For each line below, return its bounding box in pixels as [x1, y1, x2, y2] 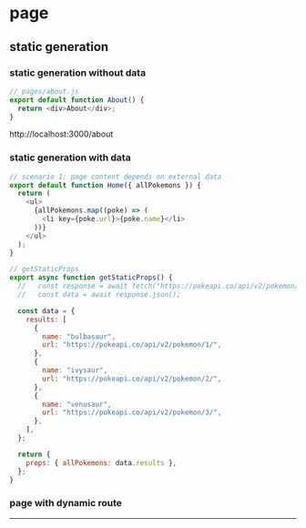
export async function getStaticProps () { [9, 273, 173, 282]
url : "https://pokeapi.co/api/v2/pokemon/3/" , [42, 408, 222, 417]
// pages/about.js [9, 86, 79, 96]
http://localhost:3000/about [9, 128, 114, 139]
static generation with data [9, 151, 131, 164]
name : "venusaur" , [42, 400, 112, 409]
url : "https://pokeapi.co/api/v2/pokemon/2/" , [42, 374, 222, 383]
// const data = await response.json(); [17, 290, 181, 300]
